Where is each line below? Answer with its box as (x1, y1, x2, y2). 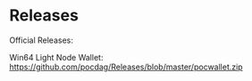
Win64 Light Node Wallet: (9, 52, 104, 62)
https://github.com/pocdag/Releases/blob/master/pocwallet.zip (9, 61, 243, 72)
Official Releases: (9, 35, 73, 45)
